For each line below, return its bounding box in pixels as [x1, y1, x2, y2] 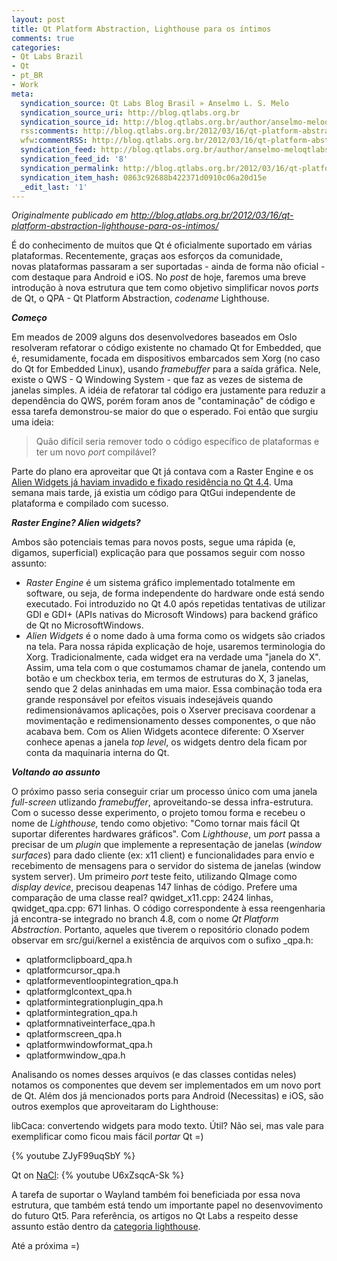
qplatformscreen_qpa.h [25, 1028, 123, 1040]
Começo [11, 312, 48, 324]
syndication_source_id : [20, 117, 119, 127]
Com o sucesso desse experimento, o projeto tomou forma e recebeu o [11, 807, 306, 819]
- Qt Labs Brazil [11, 52, 84, 62]
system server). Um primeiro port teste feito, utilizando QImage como [11, 871, 298, 883]
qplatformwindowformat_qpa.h [25, 1039, 153, 1051]
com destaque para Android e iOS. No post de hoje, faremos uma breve [11, 271, 307, 283]
